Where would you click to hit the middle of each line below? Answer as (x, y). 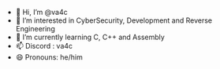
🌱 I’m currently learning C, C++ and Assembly (90, 37)
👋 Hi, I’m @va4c (42, 12)
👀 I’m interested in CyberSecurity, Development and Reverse (114, 20)
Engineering (35, 29)
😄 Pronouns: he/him (49, 57)
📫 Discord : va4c (44, 46)
